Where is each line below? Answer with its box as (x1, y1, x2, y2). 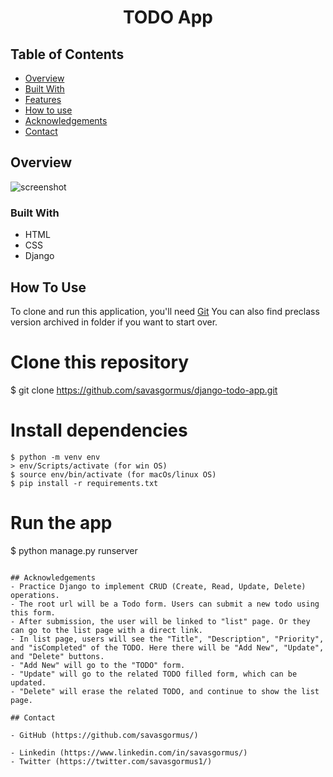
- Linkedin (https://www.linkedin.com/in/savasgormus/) (10, 747, 248, 758)
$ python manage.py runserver (10, 544, 138, 556)
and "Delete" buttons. (10, 651, 105, 661)
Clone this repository (10, 351, 190, 374)
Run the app (10, 511, 113, 534)
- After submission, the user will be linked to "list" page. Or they (10, 616, 311, 626)
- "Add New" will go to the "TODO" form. (10, 660, 186, 670)
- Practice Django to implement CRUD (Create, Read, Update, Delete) (10, 581, 307, 591)
